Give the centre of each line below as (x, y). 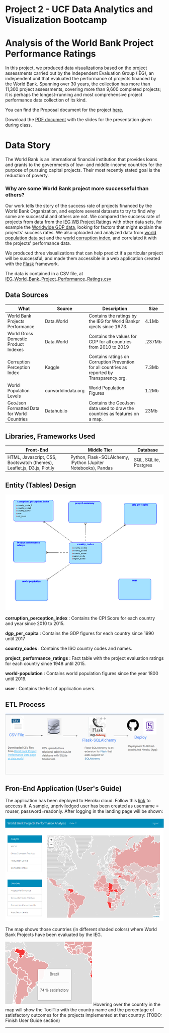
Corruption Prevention (112, 362)
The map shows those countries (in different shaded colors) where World (81, 929)
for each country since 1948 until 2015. (46, 664)
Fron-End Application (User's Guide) (64, 788)
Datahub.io (56, 411)
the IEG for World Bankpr (114, 321)
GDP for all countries (110, 341)
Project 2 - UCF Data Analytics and (79, 9)
